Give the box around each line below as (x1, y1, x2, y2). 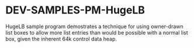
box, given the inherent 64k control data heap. (5, 35, 117, 42)
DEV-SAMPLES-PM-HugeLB (5, 4, 145, 17)
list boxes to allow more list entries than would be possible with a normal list (5, 29, 188, 36)
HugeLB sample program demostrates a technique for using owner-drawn (5, 23, 183, 30)
